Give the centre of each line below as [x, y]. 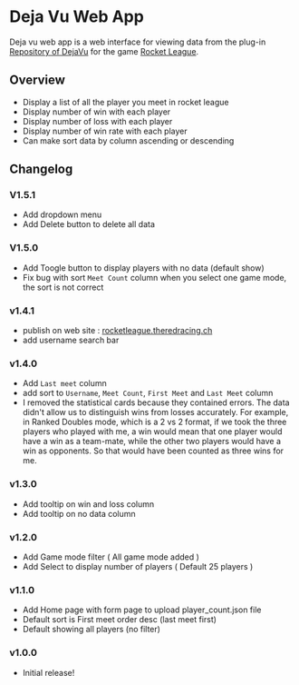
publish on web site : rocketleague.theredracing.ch [117, 331]
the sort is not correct [63, 287]
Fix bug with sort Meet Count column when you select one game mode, [154, 277]
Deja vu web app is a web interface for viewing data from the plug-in [138, 42]
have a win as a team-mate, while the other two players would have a [152, 442]
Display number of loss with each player [97, 121]
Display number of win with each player [96, 112]
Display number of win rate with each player [105, 131]
